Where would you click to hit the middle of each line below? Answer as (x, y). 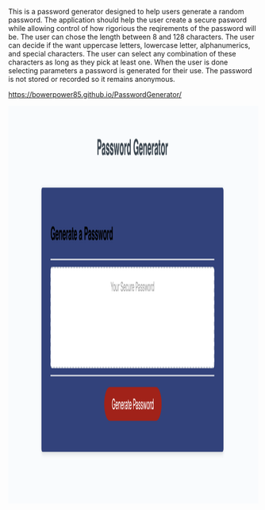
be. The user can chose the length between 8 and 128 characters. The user (132, 37)
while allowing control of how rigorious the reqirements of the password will (132, 28)
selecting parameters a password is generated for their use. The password (130, 70)
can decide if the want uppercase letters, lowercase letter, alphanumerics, (129, 45)
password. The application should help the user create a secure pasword (128, 20)
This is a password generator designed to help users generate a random (126, 12)
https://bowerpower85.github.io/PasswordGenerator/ (95, 94)
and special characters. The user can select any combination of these (122, 54)
